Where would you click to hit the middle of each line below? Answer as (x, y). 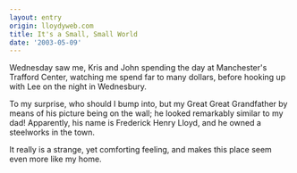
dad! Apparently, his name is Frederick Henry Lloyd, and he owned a (136, 123)
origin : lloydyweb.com (51, 26)
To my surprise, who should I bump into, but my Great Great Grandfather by (148, 104)
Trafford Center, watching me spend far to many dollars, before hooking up (148, 78)
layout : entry (36, 17)
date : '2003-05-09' (46, 42)
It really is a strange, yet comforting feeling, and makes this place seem (141, 150)
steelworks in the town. (52, 132)
